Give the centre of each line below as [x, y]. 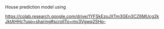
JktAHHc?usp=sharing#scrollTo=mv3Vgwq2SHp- [55, 22]
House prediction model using [36, 7]
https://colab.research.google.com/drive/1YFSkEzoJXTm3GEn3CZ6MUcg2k [82, 16]
